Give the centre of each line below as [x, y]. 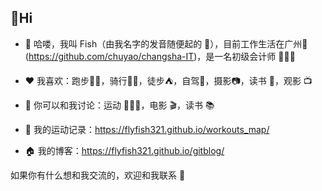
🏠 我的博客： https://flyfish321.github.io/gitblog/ [124, 150]
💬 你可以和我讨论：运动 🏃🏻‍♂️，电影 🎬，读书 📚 [119, 105]
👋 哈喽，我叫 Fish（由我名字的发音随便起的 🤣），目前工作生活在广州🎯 [166, 43]
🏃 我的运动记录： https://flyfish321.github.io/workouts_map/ [147, 129]
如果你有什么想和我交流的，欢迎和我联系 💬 [98, 175]
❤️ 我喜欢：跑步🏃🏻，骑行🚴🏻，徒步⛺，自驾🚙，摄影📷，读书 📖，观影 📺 [168, 80]
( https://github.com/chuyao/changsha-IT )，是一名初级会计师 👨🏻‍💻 [160, 56]
